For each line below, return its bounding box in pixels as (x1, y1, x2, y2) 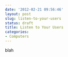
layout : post (5, 12, 31, 16)
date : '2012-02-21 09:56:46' (5, 7, 64, 12)
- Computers (5, 34, 29, 39)
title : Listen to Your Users (5, 25, 64, 30)
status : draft (5, 20, 34, 26)
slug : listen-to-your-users (5, 16, 62, 21)
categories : (5, 29, 29, 34)
